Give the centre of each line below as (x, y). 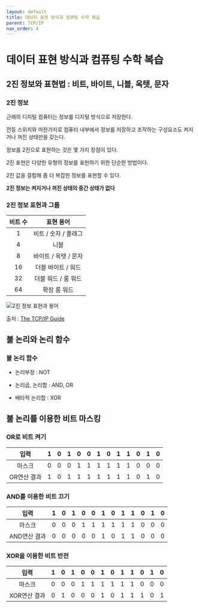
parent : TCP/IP (25, 23)
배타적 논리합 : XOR (38, 398)
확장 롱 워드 (58, 290)
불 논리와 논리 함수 (38, 339)
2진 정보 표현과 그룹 (33, 205)
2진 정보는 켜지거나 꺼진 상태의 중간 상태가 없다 (61, 188)
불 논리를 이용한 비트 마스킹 (53, 419)
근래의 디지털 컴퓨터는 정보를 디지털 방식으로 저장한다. (70, 117)
